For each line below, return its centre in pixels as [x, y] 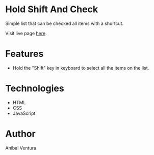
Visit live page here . [26, 33]
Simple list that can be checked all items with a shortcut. [65, 23]
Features [24, 54]
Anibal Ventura [21, 148]
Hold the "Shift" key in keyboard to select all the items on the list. [81, 68]
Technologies [35, 89]
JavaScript [24, 113]
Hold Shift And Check [52, 9]
